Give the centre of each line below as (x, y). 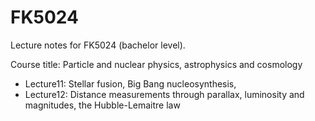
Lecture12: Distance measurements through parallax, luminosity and (164, 94)
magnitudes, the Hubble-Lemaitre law (102, 105)
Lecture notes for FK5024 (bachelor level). (98, 45)
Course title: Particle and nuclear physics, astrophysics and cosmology (156, 64)
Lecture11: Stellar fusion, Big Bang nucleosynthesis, (130, 83)
